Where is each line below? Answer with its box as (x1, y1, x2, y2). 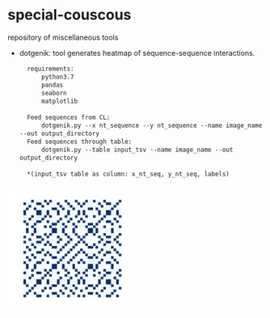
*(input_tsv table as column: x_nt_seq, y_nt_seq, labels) (27, 170, 230, 178)
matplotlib (40, 97, 78, 105)
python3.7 (40, 73, 74, 81)
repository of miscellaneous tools (7, 32, 119, 42)
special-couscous (7, 6, 132, 24)
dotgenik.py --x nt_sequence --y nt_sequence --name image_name (40, 121, 263, 129)
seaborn (40, 89, 67, 97)
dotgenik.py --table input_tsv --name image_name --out (40, 146, 234, 154)
